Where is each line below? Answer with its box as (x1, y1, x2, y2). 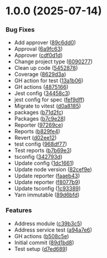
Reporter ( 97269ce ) (14, 121, 63, 129)
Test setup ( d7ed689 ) (14, 245, 68, 252)
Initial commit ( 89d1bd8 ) (14, 239, 74, 246)
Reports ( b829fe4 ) (14, 128, 60, 135)
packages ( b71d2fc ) (14, 109, 64, 116)
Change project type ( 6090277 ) (14, 58, 93, 65)
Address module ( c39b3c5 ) (14, 220, 82, 227)
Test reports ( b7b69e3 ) (14, 147, 72, 154)
